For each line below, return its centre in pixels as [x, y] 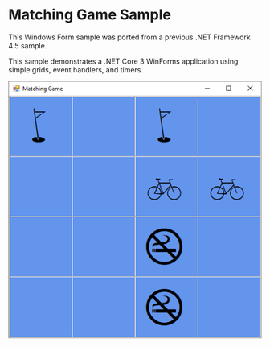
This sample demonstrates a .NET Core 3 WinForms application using [123, 61]
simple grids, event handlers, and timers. [76, 69]
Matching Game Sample [90, 15]
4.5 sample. [28, 45]
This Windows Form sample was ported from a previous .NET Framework [129, 37]
